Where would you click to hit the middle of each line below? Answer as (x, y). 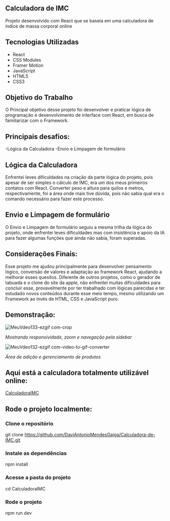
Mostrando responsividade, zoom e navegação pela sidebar (69, 337)
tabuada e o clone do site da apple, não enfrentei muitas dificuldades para (83, 282)
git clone (14, 435)
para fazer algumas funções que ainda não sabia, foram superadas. (76, 238)
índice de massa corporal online (39, 26)
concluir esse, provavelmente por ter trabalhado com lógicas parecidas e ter (85, 288)
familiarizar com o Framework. (37, 121)
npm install (17, 464)
